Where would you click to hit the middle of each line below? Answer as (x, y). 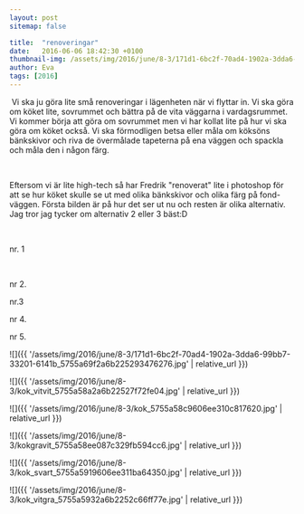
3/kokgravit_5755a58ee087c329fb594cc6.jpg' (96, 445)
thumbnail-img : (38, 60)
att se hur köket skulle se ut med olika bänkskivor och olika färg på (133, 195)
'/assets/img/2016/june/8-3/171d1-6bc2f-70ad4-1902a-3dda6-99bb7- (160, 354)
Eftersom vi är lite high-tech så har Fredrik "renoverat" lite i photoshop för (147, 185)
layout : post (34, 18)
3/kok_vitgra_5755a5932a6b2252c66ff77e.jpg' (96, 500)
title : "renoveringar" (54, 43)
